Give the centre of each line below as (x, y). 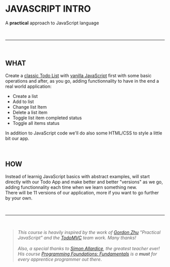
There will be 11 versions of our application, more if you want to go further (82, 192)
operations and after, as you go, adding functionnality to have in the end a (82, 81)
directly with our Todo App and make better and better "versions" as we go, (84, 182)
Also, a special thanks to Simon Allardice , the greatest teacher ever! (89, 248)
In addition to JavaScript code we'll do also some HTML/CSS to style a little (84, 133)
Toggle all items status (36, 123)
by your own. (19, 198)
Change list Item (30, 107)
